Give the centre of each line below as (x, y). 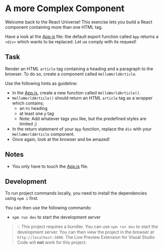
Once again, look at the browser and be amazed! (61, 139)
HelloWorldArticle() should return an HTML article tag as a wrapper (82, 98)
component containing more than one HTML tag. (54, 27)
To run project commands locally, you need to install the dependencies (76, 193)
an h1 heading (33, 108)
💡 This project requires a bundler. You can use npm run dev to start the (87, 227)
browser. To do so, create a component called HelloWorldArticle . (71, 74)
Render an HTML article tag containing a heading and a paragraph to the (79, 69)
